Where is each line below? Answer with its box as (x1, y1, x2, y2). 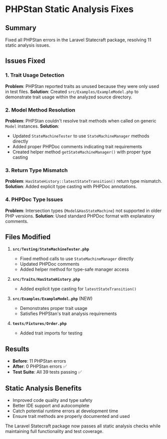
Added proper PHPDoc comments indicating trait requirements (12, 143, 142, 149)
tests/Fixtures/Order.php (12, 321, 67, 326)
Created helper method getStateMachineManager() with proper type (12, 149, 151, 155)
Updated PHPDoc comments (20, 261, 80, 267)
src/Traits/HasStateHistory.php (12, 277, 80, 282)
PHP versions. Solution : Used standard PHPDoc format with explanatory (5, 212, 155, 219)
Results (5, 345, 30, 353)
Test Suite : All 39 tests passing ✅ (12, 369, 82, 375)
